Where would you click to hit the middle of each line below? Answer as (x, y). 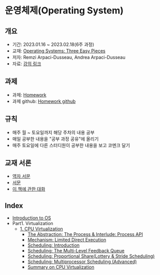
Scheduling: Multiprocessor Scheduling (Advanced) (82, 262)
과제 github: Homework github (44, 101)
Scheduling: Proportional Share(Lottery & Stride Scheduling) (91, 256)
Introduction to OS (32, 218)
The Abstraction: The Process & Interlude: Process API (85, 234)
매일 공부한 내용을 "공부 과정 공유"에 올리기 (55, 139)
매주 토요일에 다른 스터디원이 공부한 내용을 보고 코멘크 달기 (71, 145)
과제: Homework (29, 95)
